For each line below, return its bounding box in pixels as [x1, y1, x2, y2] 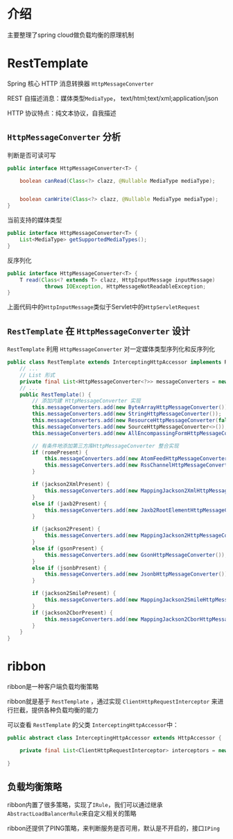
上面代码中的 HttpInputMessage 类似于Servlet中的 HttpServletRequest [7, 303, 200, 311]
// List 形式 [19, 371, 55, 379]
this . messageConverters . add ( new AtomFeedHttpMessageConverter [44, 455, 228, 462]
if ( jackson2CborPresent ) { [32, 609, 113, 616]
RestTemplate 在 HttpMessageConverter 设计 [7, 325, 191, 337]
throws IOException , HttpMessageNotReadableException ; [44, 283, 207, 290]
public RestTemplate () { [19, 391, 92, 398]
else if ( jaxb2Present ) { [32, 500, 107, 507]
